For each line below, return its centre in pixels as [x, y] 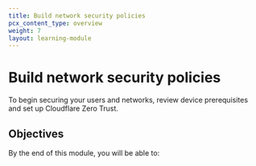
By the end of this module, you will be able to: [84, 153]
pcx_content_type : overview [56, 23]
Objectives [36, 134]
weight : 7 [25, 30]
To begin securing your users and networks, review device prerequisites [128, 100]
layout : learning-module [50, 38]
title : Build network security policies [77, 16]
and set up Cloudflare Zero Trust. [64, 108]
